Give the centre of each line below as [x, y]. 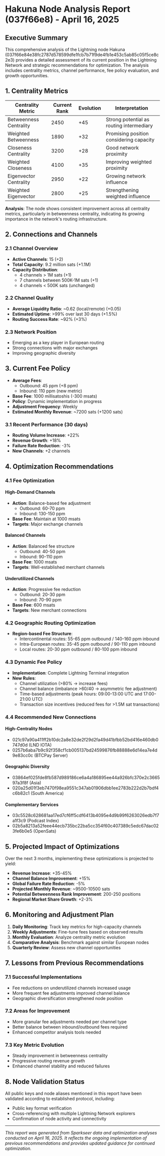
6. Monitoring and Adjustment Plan [59, 915]
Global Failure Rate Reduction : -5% [49, 884]
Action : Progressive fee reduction [46, 590]
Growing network [126, 176]
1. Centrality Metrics [37, 91]
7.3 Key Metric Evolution [35, 1045]
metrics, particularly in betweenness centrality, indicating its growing [75, 214]
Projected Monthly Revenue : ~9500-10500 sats [61, 889]
